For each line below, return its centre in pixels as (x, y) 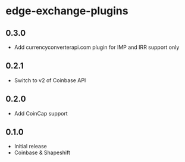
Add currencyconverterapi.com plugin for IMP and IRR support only (97, 47)
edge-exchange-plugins (67, 11)
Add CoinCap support (41, 113)
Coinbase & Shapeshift (42, 152)
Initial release (30, 147)
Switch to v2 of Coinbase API (50, 80)
